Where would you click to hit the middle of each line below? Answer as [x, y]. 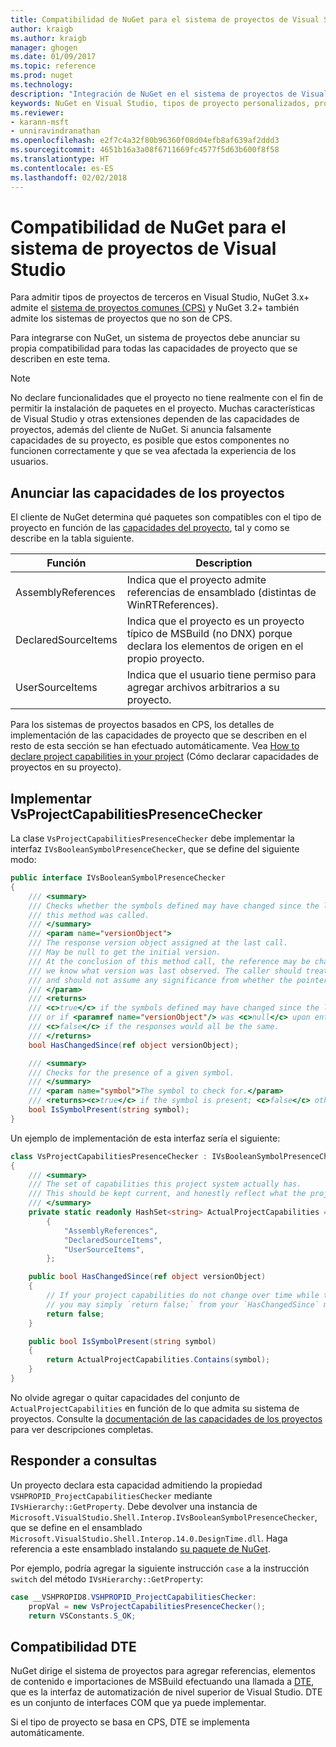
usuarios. [29, 462]
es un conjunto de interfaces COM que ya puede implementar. [138, 1703]
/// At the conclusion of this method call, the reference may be [169, 961]
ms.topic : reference [53, 66]
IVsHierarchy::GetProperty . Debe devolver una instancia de [134, 1506]
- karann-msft [40, 122]
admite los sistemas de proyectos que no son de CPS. [121, 318]
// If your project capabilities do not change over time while [183, 1296]
